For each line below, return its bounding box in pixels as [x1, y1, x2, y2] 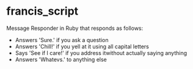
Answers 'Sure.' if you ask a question [15, 36, 109, 43]
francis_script [6, 4, 79, 18]
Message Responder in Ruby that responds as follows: [6, 24, 144, 32]
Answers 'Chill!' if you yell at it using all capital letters [15, 43, 150, 50]
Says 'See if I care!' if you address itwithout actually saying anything [15, 49, 188, 56]
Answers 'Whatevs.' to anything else [15, 56, 107, 63]
